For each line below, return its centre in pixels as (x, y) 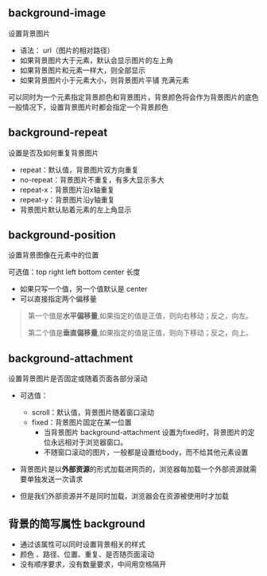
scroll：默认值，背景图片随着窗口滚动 (93, 413)
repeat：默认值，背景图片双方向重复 (79, 170)
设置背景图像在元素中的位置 (54, 255)
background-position (62, 235)
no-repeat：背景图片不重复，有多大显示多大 (92, 179)
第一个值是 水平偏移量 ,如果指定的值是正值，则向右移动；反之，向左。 (140, 316)
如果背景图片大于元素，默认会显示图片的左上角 (96, 60)
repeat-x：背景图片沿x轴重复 (67, 190)
